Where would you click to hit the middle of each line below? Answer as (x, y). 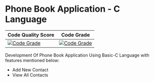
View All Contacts (30, 75)
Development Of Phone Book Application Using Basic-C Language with (77, 55)
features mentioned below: (32, 60)
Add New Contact (30, 70)
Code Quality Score (31, 35)
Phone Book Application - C (63, 9)
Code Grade (76, 35)
